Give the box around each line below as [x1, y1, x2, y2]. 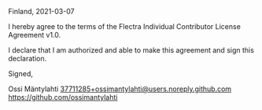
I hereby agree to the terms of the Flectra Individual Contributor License [8, 22, 242, 31]
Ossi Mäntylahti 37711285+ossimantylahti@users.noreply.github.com [8, 84, 232, 93]
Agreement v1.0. [8, 31, 61, 39]
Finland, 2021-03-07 [8, 7, 75, 16]
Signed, [8, 69, 33, 78]
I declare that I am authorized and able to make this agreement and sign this [8, 46, 254, 54]
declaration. [8, 54, 47, 63]
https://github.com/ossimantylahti [8, 93, 118, 101]
